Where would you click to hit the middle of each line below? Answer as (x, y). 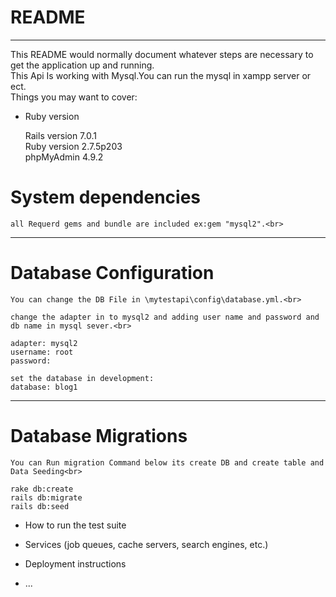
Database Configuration (112, 273)
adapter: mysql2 (44, 343)
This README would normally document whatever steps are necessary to (162, 54)
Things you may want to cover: (74, 97)
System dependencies (105, 197)
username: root (42, 352)
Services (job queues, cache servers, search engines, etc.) (146, 544)
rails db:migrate (46, 497)
